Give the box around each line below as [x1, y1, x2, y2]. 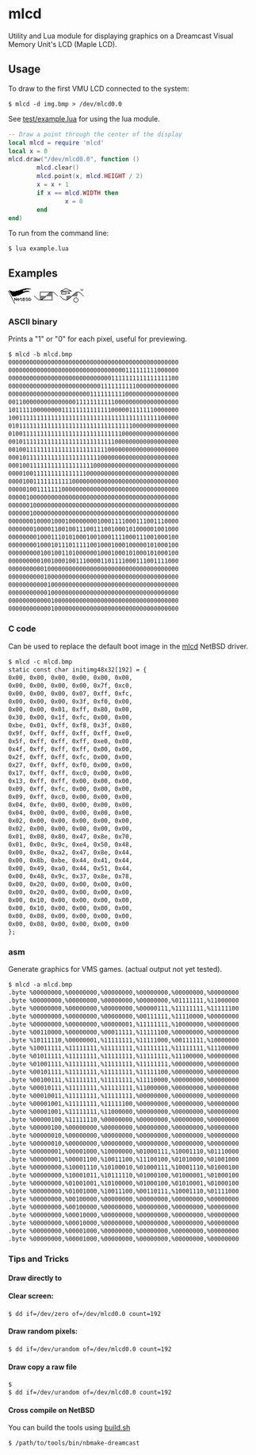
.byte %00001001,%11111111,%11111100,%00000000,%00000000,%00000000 [8, 1100, 239, 1109]
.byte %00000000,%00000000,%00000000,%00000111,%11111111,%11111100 [8, 1004, 239, 1013]
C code [8, 623, 36, 634]
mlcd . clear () [36, 164, 80, 172]
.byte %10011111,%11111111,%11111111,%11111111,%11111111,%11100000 [8, 1044, 239, 1053]
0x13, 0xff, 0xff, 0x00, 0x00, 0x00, [8, 776, 133, 785]
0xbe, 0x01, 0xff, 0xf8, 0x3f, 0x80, [8, 721, 133, 729]
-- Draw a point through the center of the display [8, 130, 182, 138]
